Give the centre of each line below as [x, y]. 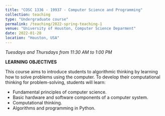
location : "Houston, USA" [32, 38]
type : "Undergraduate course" [37, 19]
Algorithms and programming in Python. [54, 108]
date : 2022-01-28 [23, 33]
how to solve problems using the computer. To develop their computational [83, 77]
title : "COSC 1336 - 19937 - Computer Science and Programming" [74, 10]
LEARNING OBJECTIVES [31, 62]
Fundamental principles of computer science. [59, 92]
